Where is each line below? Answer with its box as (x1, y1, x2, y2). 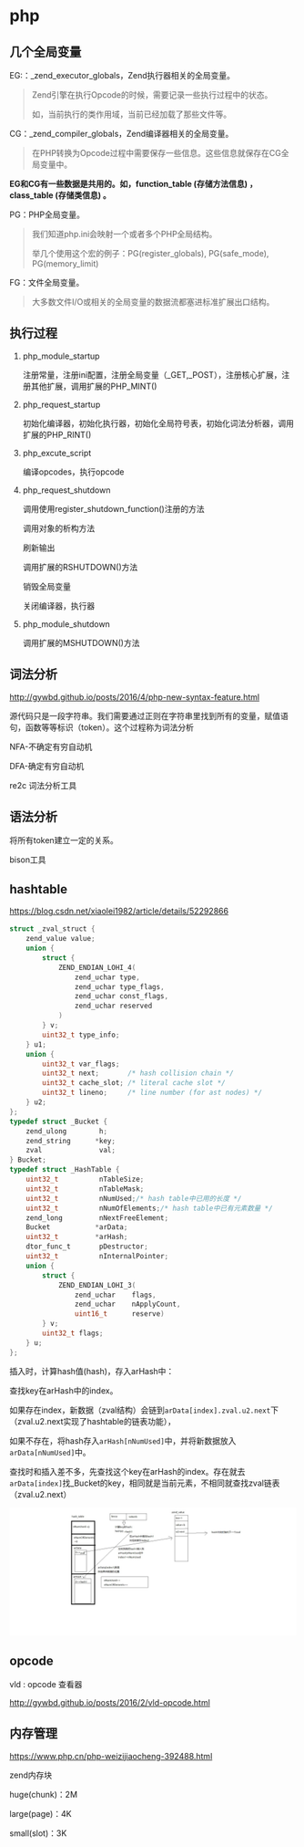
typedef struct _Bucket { (9, 1117, 107, 1126)
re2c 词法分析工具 (9, 779, 77, 790)
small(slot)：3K (9, 1827, 67, 1839)
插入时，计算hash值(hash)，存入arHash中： (9, 1365, 175, 1376)
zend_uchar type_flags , (74, 982, 166, 991)
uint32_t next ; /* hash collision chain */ (42, 1069, 234, 1078)
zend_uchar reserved (74, 1001, 153, 1011)
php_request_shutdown (22, 485, 111, 496)
